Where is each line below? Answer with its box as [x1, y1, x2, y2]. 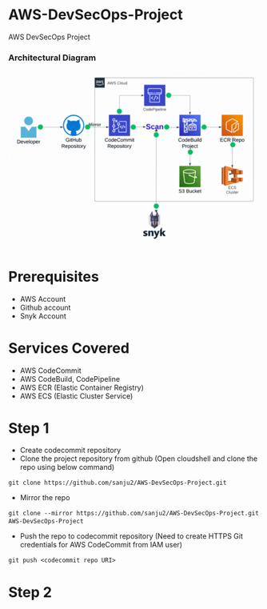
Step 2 [8, 583, 52, 601]
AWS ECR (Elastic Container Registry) [19, 383, 144, 392]
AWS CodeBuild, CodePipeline [19, 374, 121, 383]
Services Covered [8, 339, 130, 357]
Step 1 [8, 419, 50, 437]
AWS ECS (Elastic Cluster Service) [19, 391, 133, 401]
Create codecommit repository [19, 446, 122, 455]
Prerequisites [8, 267, 100, 286]
